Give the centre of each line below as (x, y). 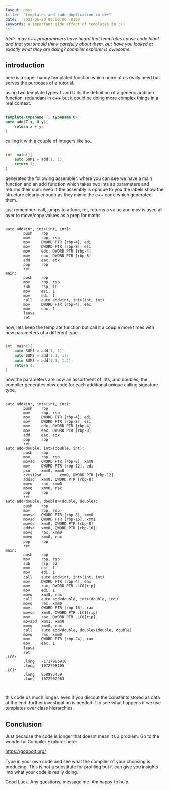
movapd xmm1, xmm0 (44, 622)
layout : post (19, 10)
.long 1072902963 (44, 679)
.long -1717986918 (45, 661)
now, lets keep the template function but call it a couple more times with (80, 327)
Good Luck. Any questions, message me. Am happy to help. (67, 782)
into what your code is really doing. (42, 772)
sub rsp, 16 (40, 287)
